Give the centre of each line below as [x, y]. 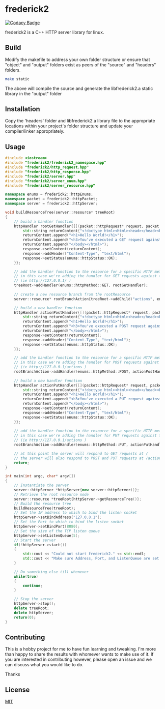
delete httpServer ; [34, 613]
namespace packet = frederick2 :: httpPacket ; [51, 199]
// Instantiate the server [41, 485]
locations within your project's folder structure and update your [69, 126]
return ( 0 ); [25, 617]
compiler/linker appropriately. [35, 131]
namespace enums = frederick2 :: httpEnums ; [49, 194]
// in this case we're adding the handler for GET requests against [85, 276]
